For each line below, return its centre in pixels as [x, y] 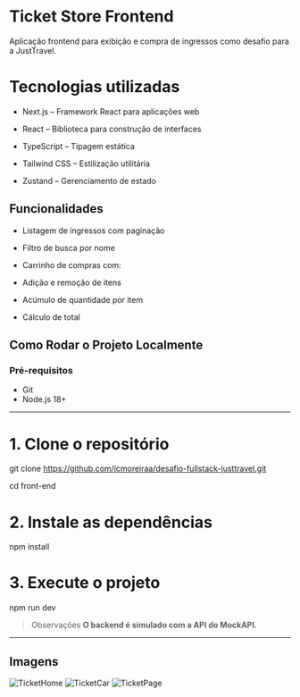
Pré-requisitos [41, 370]
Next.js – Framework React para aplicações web [111, 111]
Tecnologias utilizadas [95, 87]
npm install [29, 547]
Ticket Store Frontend [92, 17]
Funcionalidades [57, 209]
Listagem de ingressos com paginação [93, 231]
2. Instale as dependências [111, 522]
